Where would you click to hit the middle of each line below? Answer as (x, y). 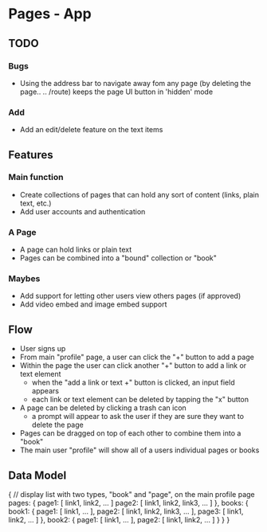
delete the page (57, 425)
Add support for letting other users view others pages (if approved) (130, 296)
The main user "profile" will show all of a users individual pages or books (139, 450)
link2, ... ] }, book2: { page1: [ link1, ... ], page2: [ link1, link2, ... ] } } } (119, 520)
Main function (36, 178)
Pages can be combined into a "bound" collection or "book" (118, 258)
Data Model (37, 475)
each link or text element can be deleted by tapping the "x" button (140, 400)
